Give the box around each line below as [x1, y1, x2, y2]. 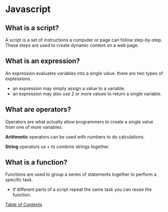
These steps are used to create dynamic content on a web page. [5, 42, 139, 48]
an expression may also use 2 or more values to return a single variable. [12, 91, 162, 97]
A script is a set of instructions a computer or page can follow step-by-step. [5, 37, 162, 43]
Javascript [5, 4, 51, 15]
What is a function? [5, 158, 68, 167]
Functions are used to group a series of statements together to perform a [5, 171, 157, 177]
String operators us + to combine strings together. [5, 144, 110, 150]
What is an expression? [5, 57, 80, 65]
